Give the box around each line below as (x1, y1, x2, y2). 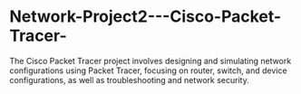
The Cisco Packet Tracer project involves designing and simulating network (9, 55, 292, 66)
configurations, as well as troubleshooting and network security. (9, 74, 249, 85)
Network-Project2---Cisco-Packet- (9, 6, 282, 27)
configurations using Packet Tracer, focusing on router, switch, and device (9, 65, 287, 76)
